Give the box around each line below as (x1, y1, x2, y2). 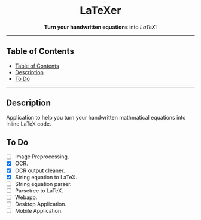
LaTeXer (80, 4, 121, 17)
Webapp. (14, 194, 38, 201)
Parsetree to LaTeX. (14, 187, 64, 194)
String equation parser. (14, 180, 72, 187)
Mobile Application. (14, 207, 63, 214)
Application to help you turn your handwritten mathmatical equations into (6, 114, 186, 121)
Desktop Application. (14, 200, 67, 207)
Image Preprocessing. (14, 153, 69, 160)
